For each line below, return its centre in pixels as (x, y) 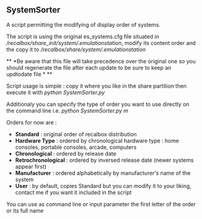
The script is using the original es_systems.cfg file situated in (83, 36)
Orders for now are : (32, 122)
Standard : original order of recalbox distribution (76, 134)
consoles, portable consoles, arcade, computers (76, 147)
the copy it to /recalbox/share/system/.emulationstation (76, 49)
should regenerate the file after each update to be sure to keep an (89, 68)
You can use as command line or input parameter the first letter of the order (101, 204)
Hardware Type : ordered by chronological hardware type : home (97, 141)
